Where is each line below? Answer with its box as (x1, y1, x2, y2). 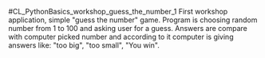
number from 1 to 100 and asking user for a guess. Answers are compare (8, 24, 247, 33)
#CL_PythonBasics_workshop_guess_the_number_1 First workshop (8, 7, 228, 16)
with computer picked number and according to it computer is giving (8, 32, 234, 41)
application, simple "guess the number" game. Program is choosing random (8, 15, 258, 25)
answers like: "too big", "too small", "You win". (8, 41, 160, 50)
